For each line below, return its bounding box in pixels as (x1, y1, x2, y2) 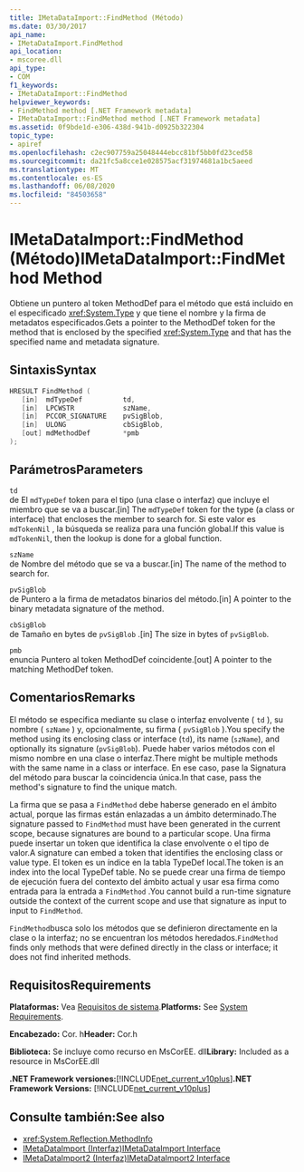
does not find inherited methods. (9, 951, 131, 962)
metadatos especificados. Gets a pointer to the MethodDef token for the (9, 316, 276, 327)
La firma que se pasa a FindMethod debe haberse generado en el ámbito (9, 799, 278, 809)
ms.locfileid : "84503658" (9, 190, 107, 199)
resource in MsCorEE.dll (9, 1056, 100, 1067)
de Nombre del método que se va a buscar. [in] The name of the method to (9, 558, 287, 569)
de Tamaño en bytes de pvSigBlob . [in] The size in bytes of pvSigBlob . (9, 628, 270, 639)
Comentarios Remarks (9, 690, 136, 705)
